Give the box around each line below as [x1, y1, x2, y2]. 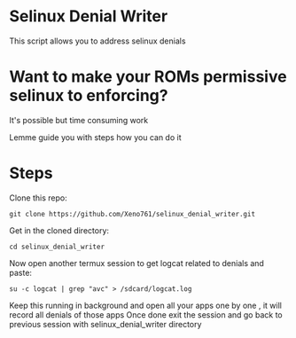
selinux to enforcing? [9, 86, 168, 106]
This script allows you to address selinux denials [9, 35, 186, 46]
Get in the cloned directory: [9, 224, 109, 236]
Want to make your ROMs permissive [9, 67, 287, 87]
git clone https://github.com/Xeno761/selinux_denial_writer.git [9, 209, 255, 218]
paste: [9, 267, 33, 278]
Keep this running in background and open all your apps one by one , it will [9, 300, 282, 310]
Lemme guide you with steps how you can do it [9, 131, 182, 143]
